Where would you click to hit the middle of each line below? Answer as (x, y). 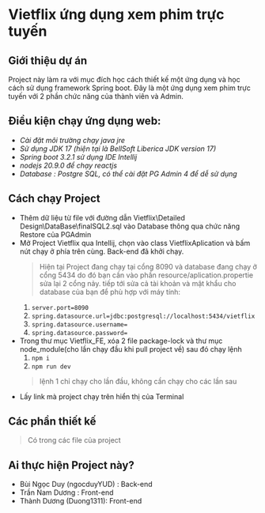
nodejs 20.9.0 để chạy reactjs (68, 165)
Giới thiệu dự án (48, 60)
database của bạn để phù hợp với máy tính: (110, 292)
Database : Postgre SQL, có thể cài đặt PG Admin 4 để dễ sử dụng (128, 174)
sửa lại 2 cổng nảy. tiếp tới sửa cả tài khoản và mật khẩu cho (138, 283)
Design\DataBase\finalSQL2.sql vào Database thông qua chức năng (130, 226)
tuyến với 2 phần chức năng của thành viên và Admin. (96, 96)
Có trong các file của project (74, 440)
